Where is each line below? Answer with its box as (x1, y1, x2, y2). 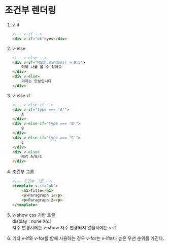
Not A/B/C (21, 154, 42, 159)
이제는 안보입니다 (21, 79, 52, 84)
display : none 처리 (12, 218, 51, 224)
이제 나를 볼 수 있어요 (21, 64, 62, 70)
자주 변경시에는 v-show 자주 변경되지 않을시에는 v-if (12, 225, 116, 231)
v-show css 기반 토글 (12, 212, 55, 218)
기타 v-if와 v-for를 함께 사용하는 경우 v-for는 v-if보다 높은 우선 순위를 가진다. (12, 235, 164, 241)
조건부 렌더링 (5, 5, 56, 16)
